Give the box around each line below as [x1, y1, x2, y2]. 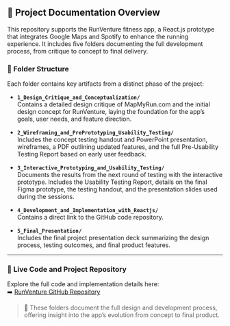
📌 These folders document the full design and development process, [23, 303, 218, 312]
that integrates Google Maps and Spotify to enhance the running [7, 32, 189, 40]
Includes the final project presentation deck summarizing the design [16, 234, 209, 242]
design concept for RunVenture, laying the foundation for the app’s [16, 108, 205, 116]
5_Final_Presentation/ [16, 228, 82, 235]
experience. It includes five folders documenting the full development [7, 39, 203, 48]
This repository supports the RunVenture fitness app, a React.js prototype [7, 25, 215, 33]
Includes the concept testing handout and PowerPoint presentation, [16, 135, 208, 144]
